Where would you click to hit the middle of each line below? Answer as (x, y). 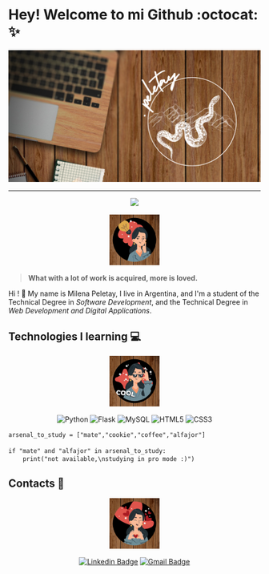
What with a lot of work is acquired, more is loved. (113, 278)
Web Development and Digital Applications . (80, 311)
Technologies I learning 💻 (75, 337)
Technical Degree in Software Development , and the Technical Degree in (128, 302)
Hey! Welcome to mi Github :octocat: (133, 15)
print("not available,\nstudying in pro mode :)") (109, 459)
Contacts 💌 (36, 484)
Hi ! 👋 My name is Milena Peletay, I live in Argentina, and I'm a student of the (134, 293)
